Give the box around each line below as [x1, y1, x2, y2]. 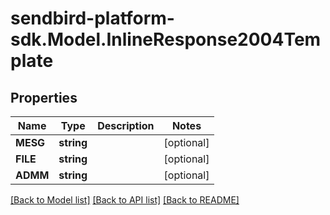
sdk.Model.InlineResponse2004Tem [10, 28, 322, 51]
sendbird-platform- [10, 7, 175, 30]
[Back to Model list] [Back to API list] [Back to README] [10, 194, 240, 206]
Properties [10, 89, 78, 106]
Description [97, 119, 155, 132]
